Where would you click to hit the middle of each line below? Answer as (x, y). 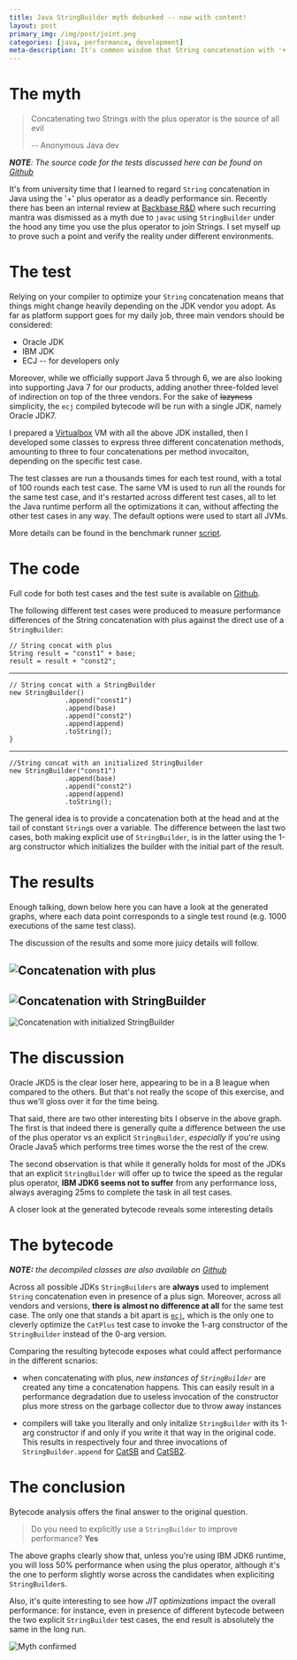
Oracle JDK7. (33, 416)
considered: (31, 325)
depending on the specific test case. (76, 461)
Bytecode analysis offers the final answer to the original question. (129, 1511)
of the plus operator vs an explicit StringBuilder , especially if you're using (145, 1138)
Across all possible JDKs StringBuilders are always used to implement (139, 1287)
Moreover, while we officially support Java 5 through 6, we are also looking (146, 378)
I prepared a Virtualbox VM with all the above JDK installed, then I (129, 433)
